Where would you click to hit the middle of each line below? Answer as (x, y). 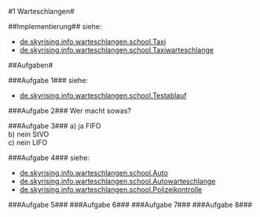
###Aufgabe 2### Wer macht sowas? (70, 110)
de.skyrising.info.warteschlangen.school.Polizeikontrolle (111, 190)
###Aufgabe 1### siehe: (48, 80)
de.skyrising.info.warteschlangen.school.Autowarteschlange (117, 181)
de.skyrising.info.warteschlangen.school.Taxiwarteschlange (117, 50)
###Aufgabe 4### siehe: (49, 157)
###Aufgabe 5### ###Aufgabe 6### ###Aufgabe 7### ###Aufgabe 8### (130, 204)
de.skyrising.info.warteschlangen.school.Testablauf (103, 96)
